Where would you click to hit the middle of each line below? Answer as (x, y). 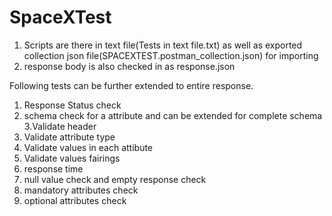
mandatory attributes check (81, 190)
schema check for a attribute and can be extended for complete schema (173, 115)
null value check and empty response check (115, 179)
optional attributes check (75, 200)
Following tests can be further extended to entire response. (131, 85)
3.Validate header (60, 126)
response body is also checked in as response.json (129, 66)
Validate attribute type (69, 137)
